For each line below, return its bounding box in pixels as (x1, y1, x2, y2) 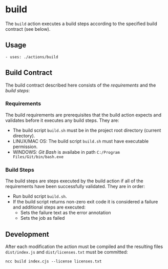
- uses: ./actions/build (5, 54, 58, 59)
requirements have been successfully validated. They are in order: (5, 183, 145, 190)
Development (5, 230, 50, 239)
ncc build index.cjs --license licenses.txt (5, 259, 102, 264)
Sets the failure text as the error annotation (20, 210, 111, 216)
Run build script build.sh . (12, 193, 68, 199)
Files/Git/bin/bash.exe (12, 154, 64, 159)
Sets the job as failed (20, 215, 65, 221)
